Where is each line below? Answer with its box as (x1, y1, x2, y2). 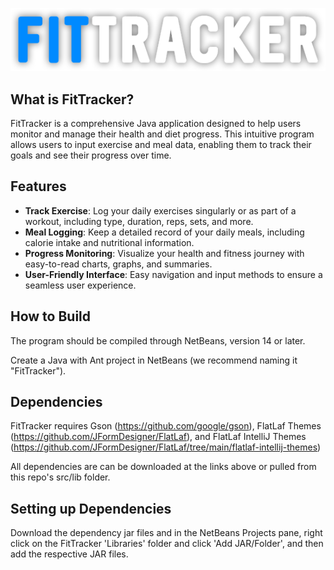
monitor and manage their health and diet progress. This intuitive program (10, 128, 315, 140)
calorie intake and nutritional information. (24, 236, 195, 248)
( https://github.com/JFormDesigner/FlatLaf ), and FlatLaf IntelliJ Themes (10, 431, 307, 443)
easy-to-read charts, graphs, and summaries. (24, 258, 213, 270)
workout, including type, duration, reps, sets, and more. (24, 215, 254, 227)
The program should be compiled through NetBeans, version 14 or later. (10, 334, 306, 347)
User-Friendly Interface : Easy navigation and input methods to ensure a (24, 268, 323, 280)
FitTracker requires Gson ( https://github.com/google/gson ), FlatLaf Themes (10, 420, 322, 432)
